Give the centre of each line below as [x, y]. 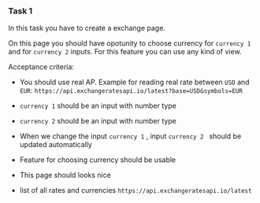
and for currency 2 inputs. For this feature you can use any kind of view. [125, 52]
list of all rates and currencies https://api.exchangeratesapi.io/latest [136, 190]
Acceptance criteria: [41, 67]
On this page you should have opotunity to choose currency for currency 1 [130, 43]
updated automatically [56, 145]
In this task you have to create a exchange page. [87, 28]
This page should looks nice [65, 175]
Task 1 [20, 11]
